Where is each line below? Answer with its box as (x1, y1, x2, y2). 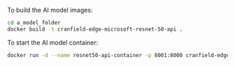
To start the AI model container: (7, 38, 99, 47)
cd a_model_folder (7, 19, 61, 26)
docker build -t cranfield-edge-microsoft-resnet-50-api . (7, 26, 183, 33)
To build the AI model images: (7, 6, 93, 14)
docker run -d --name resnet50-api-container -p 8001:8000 (7, 51, 183, 58)
